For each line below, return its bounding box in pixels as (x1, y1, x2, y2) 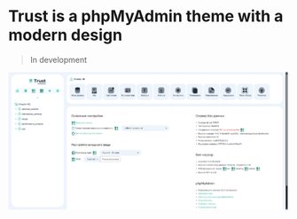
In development (29, 54, 88, 65)
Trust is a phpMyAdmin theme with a (8, 6, 284, 27)
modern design (8, 25, 123, 45)
